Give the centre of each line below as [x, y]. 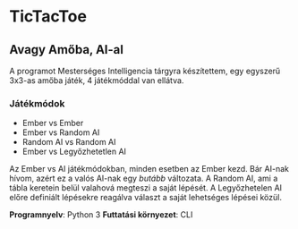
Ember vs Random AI [61, 132]
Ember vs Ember [53, 123]
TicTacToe [48, 17]
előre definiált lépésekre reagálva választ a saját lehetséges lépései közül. [145, 198]
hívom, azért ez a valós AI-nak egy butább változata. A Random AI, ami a [144, 178]
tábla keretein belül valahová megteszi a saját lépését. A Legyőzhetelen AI [146, 188]
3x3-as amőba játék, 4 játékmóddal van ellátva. [97, 81]
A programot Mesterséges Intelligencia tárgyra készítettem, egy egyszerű [145, 71]
